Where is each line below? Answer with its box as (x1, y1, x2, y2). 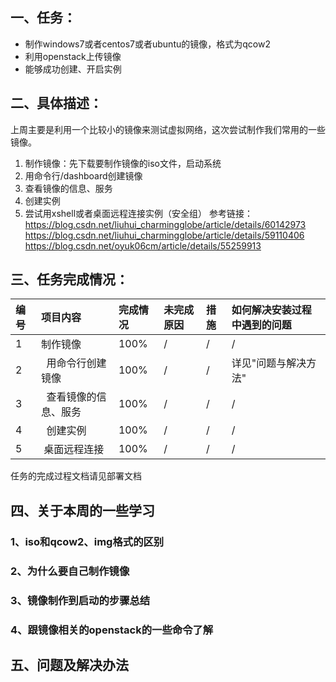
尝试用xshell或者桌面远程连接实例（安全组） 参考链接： (24, 207, 253, 219)
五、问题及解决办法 (10, 656, 129, 673)
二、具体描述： (10, 95, 103, 112)
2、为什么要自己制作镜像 (10, 564, 130, 578)
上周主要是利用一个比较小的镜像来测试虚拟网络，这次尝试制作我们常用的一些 (10, 123, 326, 135)
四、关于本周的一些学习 (10, 502, 155, 519)
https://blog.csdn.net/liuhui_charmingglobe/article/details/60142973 (24, 218, 307, 230)
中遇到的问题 (231, 318, 292, 332)
